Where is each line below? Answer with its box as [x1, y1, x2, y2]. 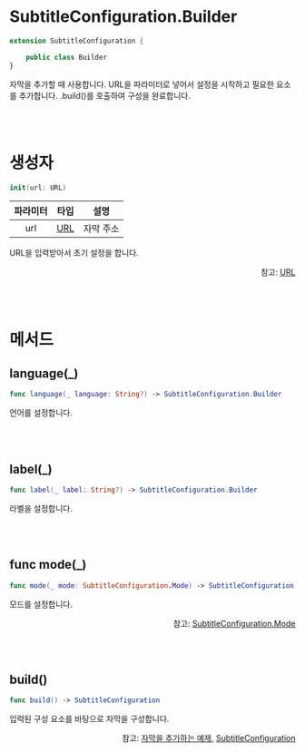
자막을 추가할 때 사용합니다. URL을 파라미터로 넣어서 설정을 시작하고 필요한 [9, 79, 275, 90]
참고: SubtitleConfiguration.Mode [172, 618, 296, 629]
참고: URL [260, 267, 296, 278]
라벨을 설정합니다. [9, 503, 74, 513]
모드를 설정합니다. [9, 599, 74, 610]
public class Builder [25, 53, 107, 62]
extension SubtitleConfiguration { [9, 36, 144, 45]
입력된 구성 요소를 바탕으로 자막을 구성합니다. [9, 714, 170, 725]
